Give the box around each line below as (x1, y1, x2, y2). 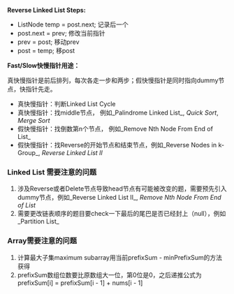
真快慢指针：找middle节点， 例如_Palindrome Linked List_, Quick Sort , (17, 108, 219, 117)
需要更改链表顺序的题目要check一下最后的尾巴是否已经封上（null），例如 (17, 210, 226, 218)
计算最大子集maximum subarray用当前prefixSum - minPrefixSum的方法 (17, 253, 222, 261)
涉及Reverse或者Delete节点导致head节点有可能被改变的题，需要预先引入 (17, 184, 227, 193)
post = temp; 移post (17, 47, 75, 54)
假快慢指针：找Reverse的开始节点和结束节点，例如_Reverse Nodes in (17, 141, 217, 149)
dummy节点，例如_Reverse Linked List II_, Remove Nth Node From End (17, 193, 221, 202)
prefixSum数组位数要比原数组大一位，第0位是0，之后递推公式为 (17, 270, 202, 279)
